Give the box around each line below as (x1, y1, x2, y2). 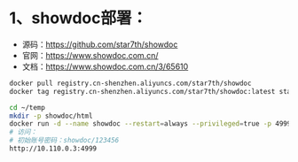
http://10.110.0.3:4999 (9, 144, 98, 153)
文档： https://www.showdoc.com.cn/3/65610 (21, 61, 189, 72)
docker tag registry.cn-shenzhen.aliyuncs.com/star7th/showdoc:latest (9, 87, 276, 96)
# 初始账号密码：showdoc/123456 (9, 136, 120, 145)
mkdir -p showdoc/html (9, 112, 93, 120)
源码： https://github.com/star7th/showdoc (21, 39, 178, 50)
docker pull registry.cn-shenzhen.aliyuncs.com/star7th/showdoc (9, 79, 252, 88)
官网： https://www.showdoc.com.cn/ (21, 50, 159, 60)
